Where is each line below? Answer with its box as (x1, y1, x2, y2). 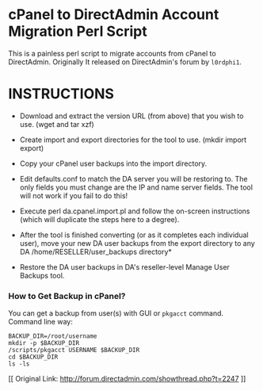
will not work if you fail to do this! (19, 190, 128, 200)
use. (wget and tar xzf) (19, 119, 95, 128)
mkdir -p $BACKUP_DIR (8, 339, 80, 347)
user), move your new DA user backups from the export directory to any (19, 238, 255, 247)
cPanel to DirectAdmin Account (8, 6, 219, 24)
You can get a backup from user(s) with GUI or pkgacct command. (8, 309, 224, 318)
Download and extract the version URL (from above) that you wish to (19, 111, 244, 121)
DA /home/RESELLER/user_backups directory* (19, 247, 173, 256)
